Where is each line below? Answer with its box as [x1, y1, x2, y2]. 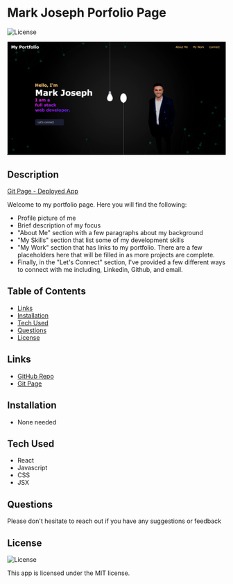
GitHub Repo [17, 372, 54, 380]
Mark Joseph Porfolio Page [7, 5, 166, 21]
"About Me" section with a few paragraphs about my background [17, 229, 203, 237]
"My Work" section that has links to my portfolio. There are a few [17, 243, 203, 252]
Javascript [17, 463, 48, 472]
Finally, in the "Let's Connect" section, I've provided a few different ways [17, 258, 226, 266]
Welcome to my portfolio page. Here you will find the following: [7, 200, 187, 209]
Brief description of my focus [17, 221, 101, 230]
